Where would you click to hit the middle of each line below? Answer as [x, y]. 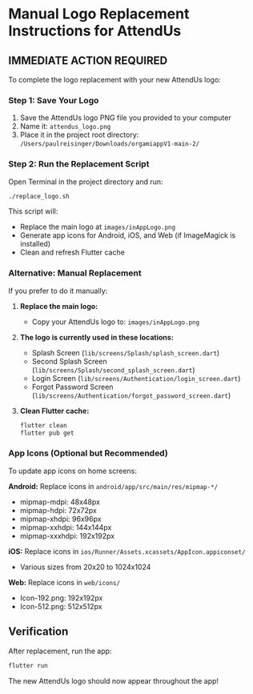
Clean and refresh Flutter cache [72, 252]
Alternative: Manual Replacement [75, 273]
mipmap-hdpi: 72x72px [58, 510]
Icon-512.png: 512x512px [61, 606]
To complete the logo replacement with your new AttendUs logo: [115, 80]
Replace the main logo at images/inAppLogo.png [98, 227]
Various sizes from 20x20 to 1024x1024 [85, 567]
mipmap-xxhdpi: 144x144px [66, 527]
